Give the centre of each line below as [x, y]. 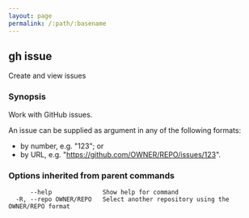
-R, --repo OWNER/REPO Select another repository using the [122, 199]
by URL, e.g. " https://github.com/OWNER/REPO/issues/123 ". [120, 154]
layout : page [30, 16]
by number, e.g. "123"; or [62, 146]
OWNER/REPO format [39, 206]
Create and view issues [47, 76]
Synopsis [27, 96]
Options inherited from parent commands [92, 175]
